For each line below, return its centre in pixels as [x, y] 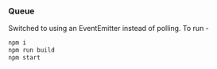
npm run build [32, 50]
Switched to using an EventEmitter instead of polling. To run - [108, 29]
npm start [25, 58]
